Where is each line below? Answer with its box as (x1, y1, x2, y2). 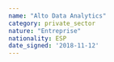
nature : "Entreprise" (8, 27, 82, 35)
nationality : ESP (8, 34, 67, 43)
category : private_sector (8, 19, 95, 27)
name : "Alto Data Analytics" (8, 11, 107, 20)
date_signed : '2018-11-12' (8, 42, 99, 50)
